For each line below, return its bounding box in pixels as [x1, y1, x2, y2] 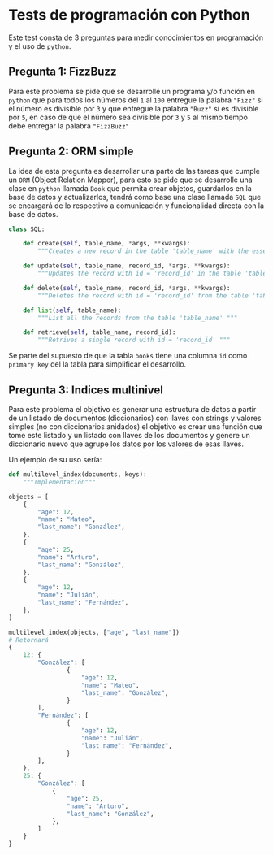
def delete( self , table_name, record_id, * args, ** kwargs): [23, 284, 231, 292]
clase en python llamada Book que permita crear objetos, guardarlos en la [8, 183, 252, 193]
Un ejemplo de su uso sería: [8, 455, 102, 464]
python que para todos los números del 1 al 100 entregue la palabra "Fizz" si [8, 95, 263, 105]
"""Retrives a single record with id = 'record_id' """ [37, 336, 231, 345]
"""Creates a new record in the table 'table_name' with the [37, 247, 249, 255]
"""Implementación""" [23, 478, 96, 486]
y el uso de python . [8, 41, 71, 50]
